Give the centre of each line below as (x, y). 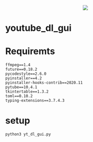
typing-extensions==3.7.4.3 (35, 101)
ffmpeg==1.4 (18, 65)
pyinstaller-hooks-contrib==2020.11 (44, 83)
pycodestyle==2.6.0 (26, 74)
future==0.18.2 (21, 69)
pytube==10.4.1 (21, 87)
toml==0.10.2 (19, 96)
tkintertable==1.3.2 (27, 92)
